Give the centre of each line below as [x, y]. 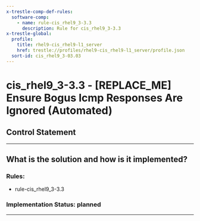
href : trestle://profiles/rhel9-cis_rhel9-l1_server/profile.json [101, 50]
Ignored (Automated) [60, 110]
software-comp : [30, 17]
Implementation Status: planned [54, 204]
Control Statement [41, 132]
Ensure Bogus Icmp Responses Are [95, 98]
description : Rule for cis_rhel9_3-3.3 [71, 28]
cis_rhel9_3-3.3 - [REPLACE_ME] [89, 85]
